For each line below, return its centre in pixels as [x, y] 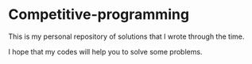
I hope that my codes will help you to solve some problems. [105, 51]
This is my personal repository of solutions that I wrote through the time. [126, 36]
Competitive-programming [99, 15]
